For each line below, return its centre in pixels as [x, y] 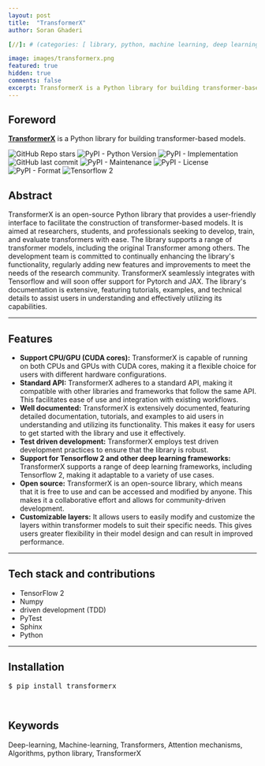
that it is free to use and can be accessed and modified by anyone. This [136, 492]
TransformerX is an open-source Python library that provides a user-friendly [132, 214]
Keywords [34, 726]
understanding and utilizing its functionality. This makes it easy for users [137, 425]
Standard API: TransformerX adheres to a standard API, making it [126, 383]
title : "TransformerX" [47, 23]
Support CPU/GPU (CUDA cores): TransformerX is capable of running [134, 358]
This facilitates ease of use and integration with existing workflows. [129, 400]
